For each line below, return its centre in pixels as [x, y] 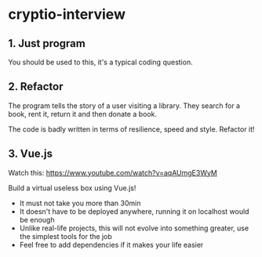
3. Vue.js [31, 154]
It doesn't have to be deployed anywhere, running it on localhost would [134, 211]
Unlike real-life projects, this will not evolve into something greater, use [134, 228]
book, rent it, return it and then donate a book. [83, 114]
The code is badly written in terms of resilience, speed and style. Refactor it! [131, 129]
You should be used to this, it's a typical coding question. [101, 62]
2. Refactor [36, 87]
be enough [37, 219]
